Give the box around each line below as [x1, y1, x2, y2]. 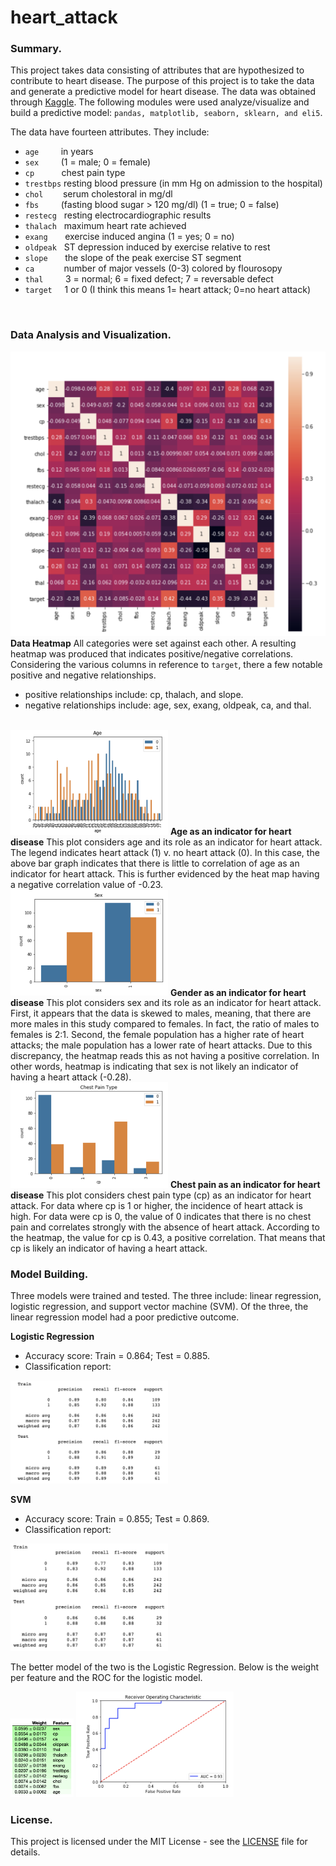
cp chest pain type [24, 167, 126, 179]
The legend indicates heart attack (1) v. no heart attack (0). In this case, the [10, 846, 320, 858]
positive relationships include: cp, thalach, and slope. [24, 688, 244, 700]
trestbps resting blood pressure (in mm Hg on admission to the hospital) [24, 177, 323, 190]
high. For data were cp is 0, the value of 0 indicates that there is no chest [10, 1210, 312, 1222]
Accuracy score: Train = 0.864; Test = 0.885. [24, 1350, 210, 1362]
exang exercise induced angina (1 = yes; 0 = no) [24, 231, 235, 243]
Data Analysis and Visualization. [10, 328, 172, 342]
